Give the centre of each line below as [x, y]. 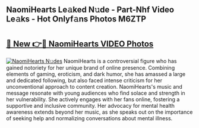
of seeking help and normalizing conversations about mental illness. [89, 118]
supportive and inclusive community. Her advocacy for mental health [91, 106]
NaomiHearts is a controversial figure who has [120, 61]
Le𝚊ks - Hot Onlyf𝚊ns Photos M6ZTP [76, 19]
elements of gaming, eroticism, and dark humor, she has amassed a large [96, 74]
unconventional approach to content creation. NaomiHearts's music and [94, 87]
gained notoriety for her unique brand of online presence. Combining [91, 68]
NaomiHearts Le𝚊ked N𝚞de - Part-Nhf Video [90, 10]
